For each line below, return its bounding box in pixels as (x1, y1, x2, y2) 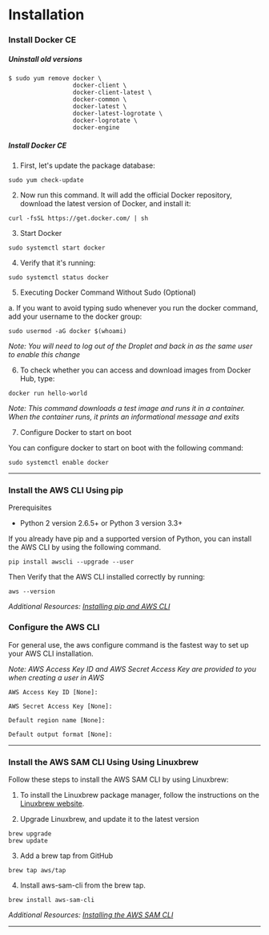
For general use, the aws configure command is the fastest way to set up (8, 640, 250, 649)
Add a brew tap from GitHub (19, 851, 114, 860)
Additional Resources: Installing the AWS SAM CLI (8, 909, 174, 920)
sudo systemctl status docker (8, 274, 110, 282)
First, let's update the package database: (19, 161, 156, 170)
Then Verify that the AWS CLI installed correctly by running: (8, 572, 206, 582)
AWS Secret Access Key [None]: (8, 702, 113, 710)
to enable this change (8, 350, 81, 360)
